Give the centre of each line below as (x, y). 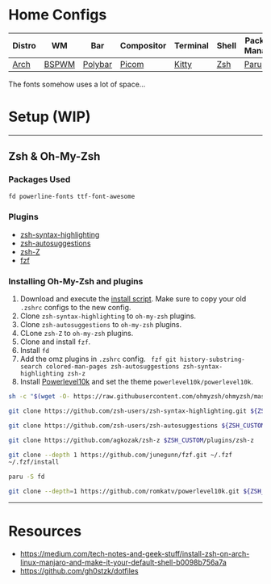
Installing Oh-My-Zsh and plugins (76, 281)
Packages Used (40, 179)
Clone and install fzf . (55, 342)
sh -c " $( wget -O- (39, 397)
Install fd (35, 351)
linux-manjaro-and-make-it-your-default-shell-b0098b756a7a (123, 562)
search (31, 367)
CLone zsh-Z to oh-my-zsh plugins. (77, 334)
